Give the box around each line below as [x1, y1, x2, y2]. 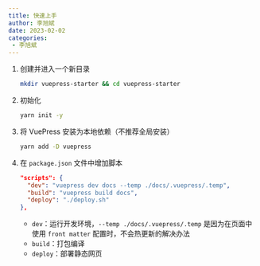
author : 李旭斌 [8, 19, 55, 27]
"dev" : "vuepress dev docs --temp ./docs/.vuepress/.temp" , [27, 181, 231, 190]
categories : [8, 33, 48, 42]
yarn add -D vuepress [19, 143, 91, 151]
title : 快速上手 [8, 11, 57, 20]
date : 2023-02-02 [8, 26, 66, 34]
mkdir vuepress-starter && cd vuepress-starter [19, 80, 180, 88]
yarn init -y [19, 111, 64, 119]
